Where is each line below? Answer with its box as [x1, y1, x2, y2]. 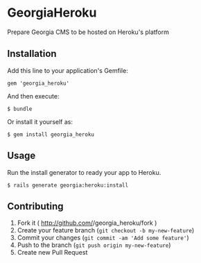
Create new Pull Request [17, 248, 88, 257]
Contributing [7, 200, 64, 212]
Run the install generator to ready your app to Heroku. [7, 168, 161, 176]
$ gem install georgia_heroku [7, 130, 95, 138]
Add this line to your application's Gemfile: [7, 66, 128, 74]
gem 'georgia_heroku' [7, 80, 70, 87]
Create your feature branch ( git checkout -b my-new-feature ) [17, 226, 195, 235]
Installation [7, 48, 57, 60]
